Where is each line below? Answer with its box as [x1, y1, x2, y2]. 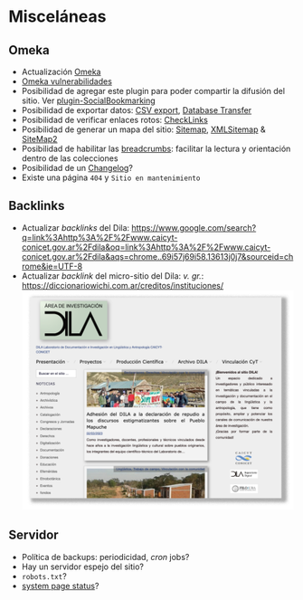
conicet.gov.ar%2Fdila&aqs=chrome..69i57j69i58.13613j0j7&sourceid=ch [21, 251, 294, 262]
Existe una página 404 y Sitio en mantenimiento [21, 172, 201, 183]
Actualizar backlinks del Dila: [21, 222, 130, 233]
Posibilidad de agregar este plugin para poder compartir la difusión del [21, 86, 286, 96]
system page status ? [21, 580, 99, 591]
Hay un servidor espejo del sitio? [21, 561, 144, 572]
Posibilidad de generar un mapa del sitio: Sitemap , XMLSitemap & [21, 124, 266, 135]
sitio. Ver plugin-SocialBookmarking [21, 95, 156, 106]
